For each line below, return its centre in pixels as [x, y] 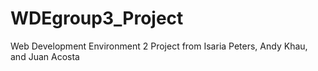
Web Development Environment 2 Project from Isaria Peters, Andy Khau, [159, 46]
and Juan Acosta [45, 56]
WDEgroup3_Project [97, 18]
